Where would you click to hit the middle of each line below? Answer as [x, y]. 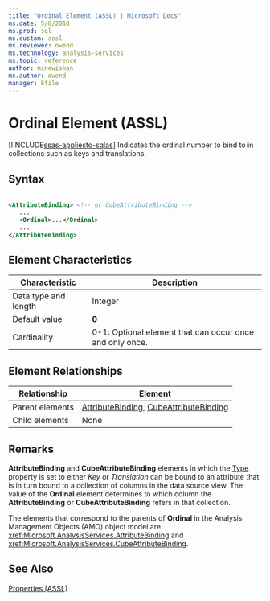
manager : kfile [34, 83]
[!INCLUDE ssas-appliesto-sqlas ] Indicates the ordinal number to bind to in [131, 145]
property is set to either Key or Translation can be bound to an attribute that [134, 476]
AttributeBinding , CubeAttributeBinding [155, 407]
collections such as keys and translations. [78, 154]
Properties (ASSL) [38, 588]
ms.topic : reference [43, 61]
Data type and [39, 296]
